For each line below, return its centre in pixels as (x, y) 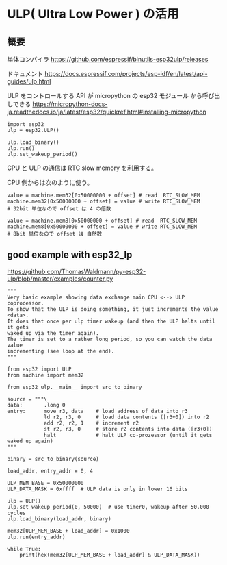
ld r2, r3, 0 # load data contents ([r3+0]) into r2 (126, 417)
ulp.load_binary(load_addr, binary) (59, 519)
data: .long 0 (37, 405)
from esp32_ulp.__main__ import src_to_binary (75, 387)
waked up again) (30, 441)
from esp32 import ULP (39, 369)
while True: (24, 549)
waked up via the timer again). (53, 333)
